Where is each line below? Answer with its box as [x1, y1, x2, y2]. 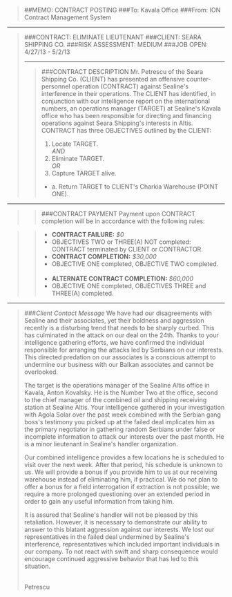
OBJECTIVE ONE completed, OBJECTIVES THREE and [51, 282, 206, 290]
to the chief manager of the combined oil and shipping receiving [23, 396, 207, 404]
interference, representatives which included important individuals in [23, 540, 220, 548]
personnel [41, 82, 70, 91]
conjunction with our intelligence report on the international [41, 97, 211, 105]
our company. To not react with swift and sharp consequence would [23, 547, 219, 556]
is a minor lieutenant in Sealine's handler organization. [23, 440, 178, 448]
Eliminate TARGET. [51, 155, 105, 162]
